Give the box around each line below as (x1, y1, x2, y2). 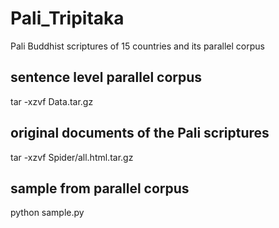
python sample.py (10, 207, 85, 219)
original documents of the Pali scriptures (10, 125, 270, 142)
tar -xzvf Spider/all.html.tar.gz (10, 151, 134, 163)
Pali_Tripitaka (10, 7, 125, 30)
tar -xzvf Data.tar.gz (10, 95, 94, 107)
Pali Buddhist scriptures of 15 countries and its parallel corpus (10, 40, 265, 52)
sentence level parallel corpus (10, 69, 203, 86)
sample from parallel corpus (10, 180, 190, 197)
